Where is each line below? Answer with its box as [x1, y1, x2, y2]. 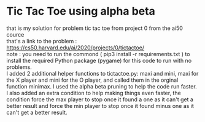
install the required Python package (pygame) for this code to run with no [6, 57, 192, 64]
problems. [6, 63, 32, 71]
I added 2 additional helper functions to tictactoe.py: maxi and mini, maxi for [6, 70, 199, 77]
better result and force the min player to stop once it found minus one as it [6, 102, 195, 109]
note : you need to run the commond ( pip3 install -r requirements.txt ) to [6, 50, 190, 57]
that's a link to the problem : [6, 37, 77, 45]
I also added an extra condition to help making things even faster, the [6, 89, 181, 96]
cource [6, 30, 25, 38]
